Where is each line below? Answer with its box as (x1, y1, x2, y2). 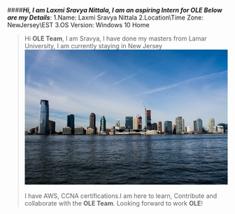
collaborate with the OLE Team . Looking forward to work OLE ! (24, 199, 203, 208)
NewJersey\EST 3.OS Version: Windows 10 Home (7, 21, 150, 29)
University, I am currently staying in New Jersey (24, 42, 163, 50)
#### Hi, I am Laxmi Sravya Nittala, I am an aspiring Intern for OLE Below (7, 6, 222, 14)
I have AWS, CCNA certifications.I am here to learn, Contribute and (24, 192, 218, 200)
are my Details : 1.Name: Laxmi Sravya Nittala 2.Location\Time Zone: (7, 13, 204, 22)
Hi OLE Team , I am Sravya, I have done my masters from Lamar (24, 34, 208, 43)
